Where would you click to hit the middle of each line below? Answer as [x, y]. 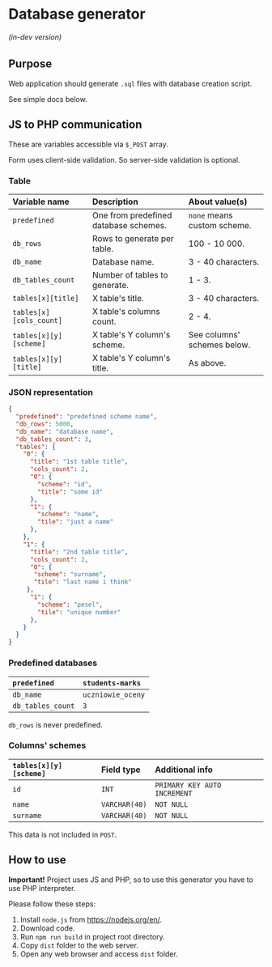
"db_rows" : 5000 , [45, 424]
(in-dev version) [35, 36]
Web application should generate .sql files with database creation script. [130, 83]
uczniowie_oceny [114, 694]
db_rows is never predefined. [56, 724]
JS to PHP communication [75, 125]
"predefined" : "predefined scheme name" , [87, 417]
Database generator [77, 14]
